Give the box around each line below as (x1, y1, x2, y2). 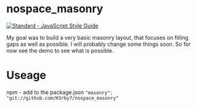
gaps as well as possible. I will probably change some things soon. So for (6, 40, 191, 48)
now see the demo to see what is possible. (6, 46, 114, 54)
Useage (6, 68, 46, 83)
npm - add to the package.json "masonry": (6, 88, 113, 96)
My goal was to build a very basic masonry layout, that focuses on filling (6, 34, 188, 41)
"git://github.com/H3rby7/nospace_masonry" (6, 95, 119, 101)
